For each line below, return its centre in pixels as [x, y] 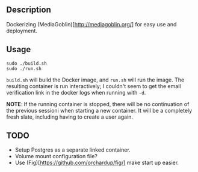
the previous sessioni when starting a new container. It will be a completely [99, 110]
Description [29, 10]
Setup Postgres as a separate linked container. [73, 150]
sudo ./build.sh [26, 63]
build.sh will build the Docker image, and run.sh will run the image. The [95, 80]
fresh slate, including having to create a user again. [70, 117]
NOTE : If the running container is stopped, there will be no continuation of [98, 104]
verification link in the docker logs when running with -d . [76, 92]
